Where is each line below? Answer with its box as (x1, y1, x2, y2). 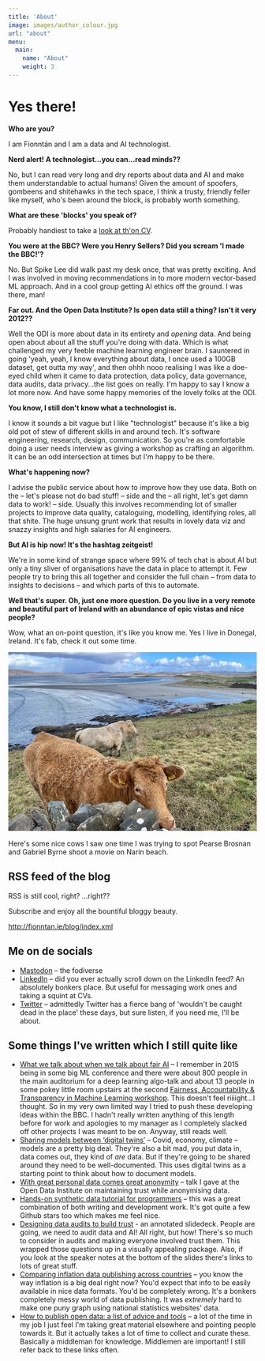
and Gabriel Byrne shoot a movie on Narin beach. (8, 846, 169, 857)
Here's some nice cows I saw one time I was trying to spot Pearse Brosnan (8, 839, 251, 848)
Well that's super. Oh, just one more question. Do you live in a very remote (8, 595, 256, 605)
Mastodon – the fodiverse (19, 965, 103, 975)
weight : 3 (22, 63, 55, 71)
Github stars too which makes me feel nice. (19, 1211, 160, 1220)
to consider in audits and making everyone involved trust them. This (19, 1236, 241, 1246)
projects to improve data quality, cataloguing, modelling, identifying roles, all (8, 507, 256, 517)
